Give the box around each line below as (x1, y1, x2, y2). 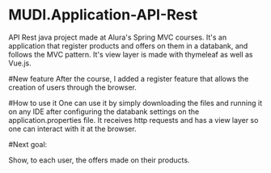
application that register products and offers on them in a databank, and (8, 40, 248, 50)
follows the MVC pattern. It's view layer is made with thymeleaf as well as (8, 49, 253, 59)
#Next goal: (8, 139, 48, 149)
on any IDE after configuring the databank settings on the (8, 107, 200, 116)
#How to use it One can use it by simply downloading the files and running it (8, 98, 263, 108)
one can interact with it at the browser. (8, 124, 137, 133)
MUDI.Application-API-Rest (8, 6, 198, 24)
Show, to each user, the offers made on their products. (8, 155, 190, 165)
